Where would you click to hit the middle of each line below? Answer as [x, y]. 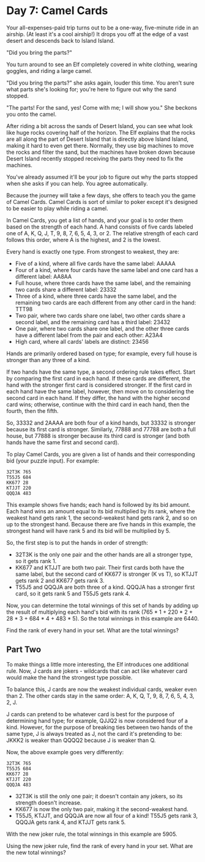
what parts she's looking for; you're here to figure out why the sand [91, 89]
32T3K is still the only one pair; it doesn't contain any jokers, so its [99, 796]
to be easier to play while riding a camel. [57, 208]
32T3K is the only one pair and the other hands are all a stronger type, [104, 554]
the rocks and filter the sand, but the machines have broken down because [101, 152]
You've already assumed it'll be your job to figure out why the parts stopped [102, 177]
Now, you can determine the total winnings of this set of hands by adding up [102, 605]
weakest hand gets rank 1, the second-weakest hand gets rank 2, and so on [102, 518]
